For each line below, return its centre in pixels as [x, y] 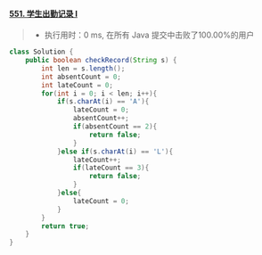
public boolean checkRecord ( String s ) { [101, 61]
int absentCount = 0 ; [82, 77]
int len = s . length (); [83, 68]
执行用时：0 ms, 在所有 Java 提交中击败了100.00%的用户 [149, 35]
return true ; [65, 226]
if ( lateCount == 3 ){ [111, 168]
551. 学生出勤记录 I [44, 13]
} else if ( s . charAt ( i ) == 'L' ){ [115, 152]
